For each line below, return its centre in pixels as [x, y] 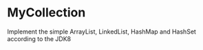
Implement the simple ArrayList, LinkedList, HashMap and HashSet [101, 32]
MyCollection [46, 13]
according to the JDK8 [39, 38]
